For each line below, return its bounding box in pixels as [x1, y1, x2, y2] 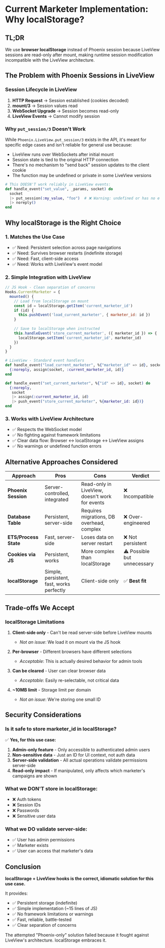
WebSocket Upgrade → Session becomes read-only [12, 108, 119, 114]
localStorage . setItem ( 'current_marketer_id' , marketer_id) [18, 335, 141, 340]
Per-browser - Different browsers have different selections [12, 649, 132, 655]
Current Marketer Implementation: [5, 3, 149, 15]
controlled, [44, 490, 70, 497]
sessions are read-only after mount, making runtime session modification [5, 52, 153, 58]
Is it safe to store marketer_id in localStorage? [5, 726, 117, 732]
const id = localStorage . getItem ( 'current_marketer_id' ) [14, 303, 133, 308]
